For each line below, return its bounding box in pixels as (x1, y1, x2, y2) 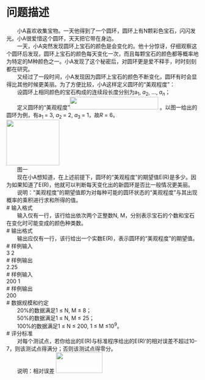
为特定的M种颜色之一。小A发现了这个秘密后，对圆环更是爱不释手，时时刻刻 (6, 58, 197, 65)
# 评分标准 (6, 330, 33, 337)
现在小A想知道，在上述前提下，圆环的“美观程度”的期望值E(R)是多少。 (16, 173, 191, 181)
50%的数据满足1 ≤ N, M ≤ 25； (16, 314, 95, 322)
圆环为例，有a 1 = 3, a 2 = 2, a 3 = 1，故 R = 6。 (6, 111, 118, 120)
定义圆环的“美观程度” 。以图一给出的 (16, 104, 198, 111)
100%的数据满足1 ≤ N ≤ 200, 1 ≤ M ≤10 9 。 (16, 321, 123, 330)
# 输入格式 (6, 203, 33, 211)
